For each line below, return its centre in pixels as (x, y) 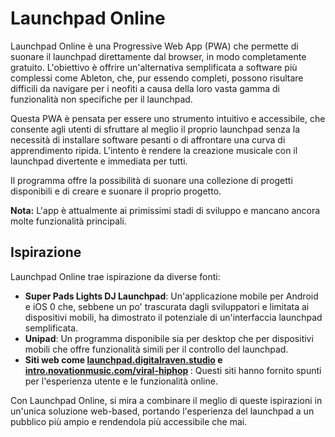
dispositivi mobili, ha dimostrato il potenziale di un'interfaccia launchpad (173, 317)
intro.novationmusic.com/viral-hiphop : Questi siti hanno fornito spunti (173, 370)
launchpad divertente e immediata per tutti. (99, 161)
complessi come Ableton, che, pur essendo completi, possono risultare (157, 78)
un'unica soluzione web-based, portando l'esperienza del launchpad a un (162, 411)
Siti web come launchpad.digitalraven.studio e (123, 359)
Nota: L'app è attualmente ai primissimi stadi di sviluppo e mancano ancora (165, 210)
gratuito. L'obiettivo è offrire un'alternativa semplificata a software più (154, 67)
